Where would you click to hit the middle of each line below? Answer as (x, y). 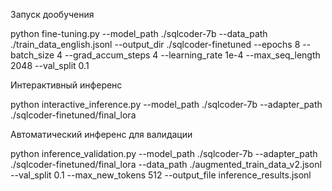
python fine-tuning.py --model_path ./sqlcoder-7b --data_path (139, 33)
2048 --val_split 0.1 (50, 65)
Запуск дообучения (52, 14)
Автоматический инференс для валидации (101, 134)
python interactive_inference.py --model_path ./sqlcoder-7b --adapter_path (166, 104)
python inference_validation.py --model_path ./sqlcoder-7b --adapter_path (164, 153)
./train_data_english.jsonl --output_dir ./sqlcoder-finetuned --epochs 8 (155, 44)
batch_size (32, 55)
